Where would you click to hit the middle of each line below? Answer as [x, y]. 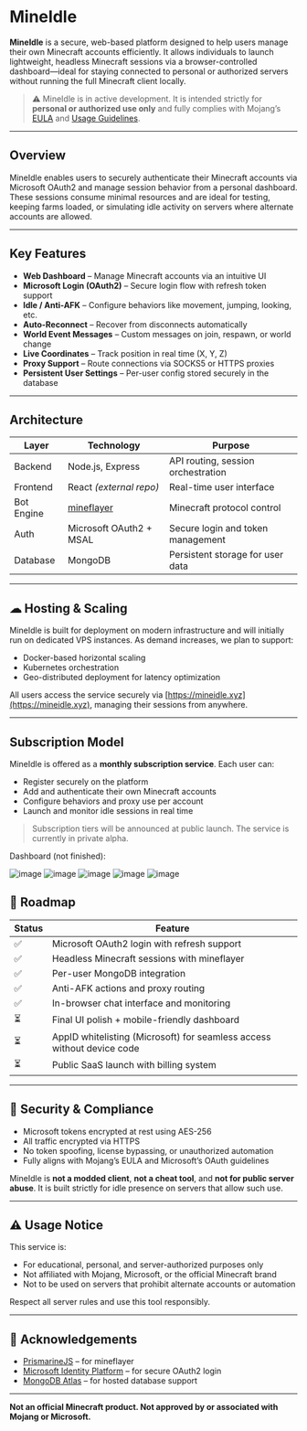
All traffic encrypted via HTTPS [81, 1141]
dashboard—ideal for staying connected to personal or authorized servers [149, 71]
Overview [38, 156]
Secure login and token [218, 529]
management [197, 539]
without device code [95, 1048]
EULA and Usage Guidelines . [86, 118]
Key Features [48, 254]
